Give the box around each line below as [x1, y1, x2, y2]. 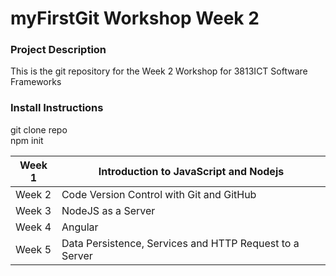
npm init [10, 134, 44, 146]
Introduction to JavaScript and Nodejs [98, 164, 285, 178]
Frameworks [10, 76, 62, 88]
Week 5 [15, 242, 52, 256]
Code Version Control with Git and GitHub [61, 187, 257, 201]
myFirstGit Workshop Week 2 [10, 7, 260, 30]
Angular [61, 220, 99, 234]
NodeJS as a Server [61, 203, 156, 217]
